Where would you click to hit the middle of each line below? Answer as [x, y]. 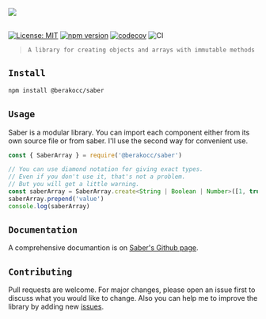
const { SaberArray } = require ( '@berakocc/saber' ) [95, 155]
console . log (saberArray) [49, 206]
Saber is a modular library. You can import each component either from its [129, 132]
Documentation [43, 230]
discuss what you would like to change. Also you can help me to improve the [133, 298]
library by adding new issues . [56, 307]
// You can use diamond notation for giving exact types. [106, 169]
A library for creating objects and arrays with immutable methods [141, 50]
